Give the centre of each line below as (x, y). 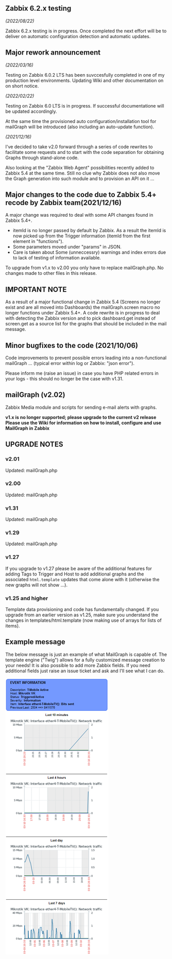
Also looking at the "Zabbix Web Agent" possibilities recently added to (80, 167)
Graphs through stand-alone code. (42, 158)
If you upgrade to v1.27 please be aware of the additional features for (79, 568)
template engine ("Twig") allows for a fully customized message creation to (85, 660)
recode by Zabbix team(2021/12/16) (64, 203)
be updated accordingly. (31, 111)
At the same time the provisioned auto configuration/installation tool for (81, 121)
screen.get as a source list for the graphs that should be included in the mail (86, 324)
